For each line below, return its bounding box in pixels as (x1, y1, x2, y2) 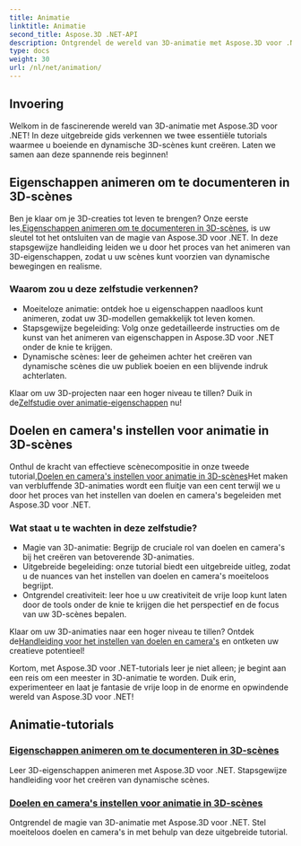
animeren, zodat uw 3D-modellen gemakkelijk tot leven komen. (21, 313, 255, 323)
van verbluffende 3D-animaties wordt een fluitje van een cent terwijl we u (9, 480, 280, 490)
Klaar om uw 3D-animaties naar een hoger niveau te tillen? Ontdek (9, 626, 254, 637)
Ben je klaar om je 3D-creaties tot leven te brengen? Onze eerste (9, 213, 249, 224)
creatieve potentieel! (9, 645, 85, 656)
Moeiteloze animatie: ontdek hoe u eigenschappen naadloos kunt (21, 303, 263, 314)
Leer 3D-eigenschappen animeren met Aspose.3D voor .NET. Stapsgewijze (9, 764, 288, 775)
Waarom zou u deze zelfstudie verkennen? (9, 283, 199, 295)
